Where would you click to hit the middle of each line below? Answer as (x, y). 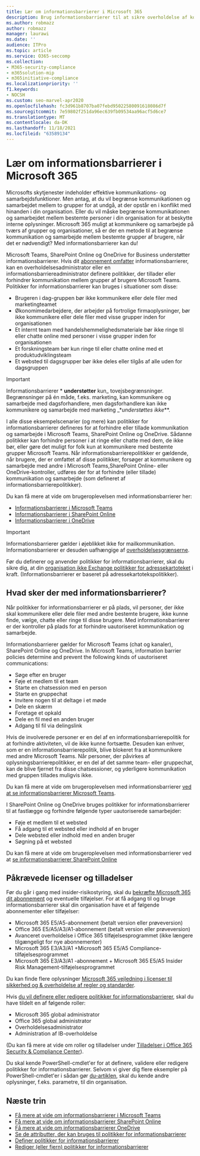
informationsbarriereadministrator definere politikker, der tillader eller (91, 273)
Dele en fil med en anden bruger (54, 719)
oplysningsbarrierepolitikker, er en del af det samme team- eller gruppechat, (100, 762)
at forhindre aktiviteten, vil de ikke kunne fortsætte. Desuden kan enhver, (96, 743)
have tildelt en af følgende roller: (46, 1003)
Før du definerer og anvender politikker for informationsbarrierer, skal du (95, 561)
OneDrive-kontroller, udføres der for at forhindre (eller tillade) (81, 472)
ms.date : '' (21, 39)
